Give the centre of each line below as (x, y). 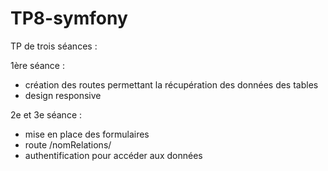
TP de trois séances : (54, 46)
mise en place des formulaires (87, 134)
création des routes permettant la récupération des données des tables (171, 84)
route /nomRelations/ (68, 144)
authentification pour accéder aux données (113, 155)
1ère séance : (37, 65)
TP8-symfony (69, 18)
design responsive (63, 95)
